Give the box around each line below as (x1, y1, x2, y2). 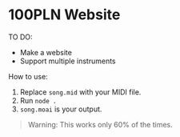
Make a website (19, 47, 72, 57)
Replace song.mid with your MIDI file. (19, 87, 142, 97)
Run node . (19, 95, 58, 105)
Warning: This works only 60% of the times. (27, 119, 174, 129)
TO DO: (8, 32, 34, 42)
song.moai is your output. (19, 104, 102, 114)
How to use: (8, 71, 48, 81)
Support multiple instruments (19, 56, 116, 66)
